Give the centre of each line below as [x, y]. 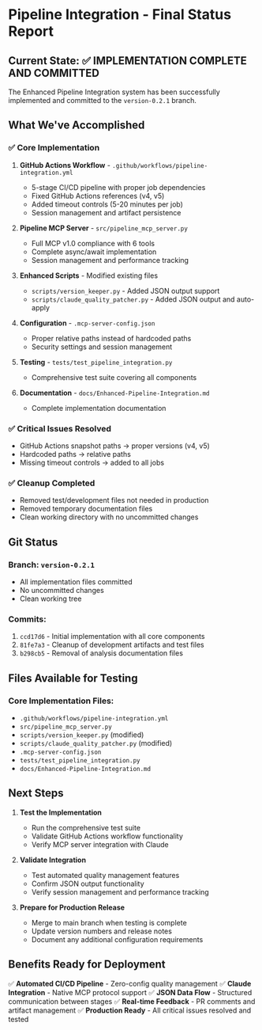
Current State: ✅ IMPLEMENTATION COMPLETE [127, 61]
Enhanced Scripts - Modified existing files [89, 276]
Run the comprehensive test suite [86, 827]
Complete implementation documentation [99, 408]
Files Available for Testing [73, 678]
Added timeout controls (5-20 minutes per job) [107, 204]
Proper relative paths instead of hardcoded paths [111, 338]
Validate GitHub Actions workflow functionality [107, 836]
